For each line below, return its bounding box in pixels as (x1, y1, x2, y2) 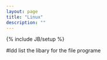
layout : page (6, 8, 38, 15)
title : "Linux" (6, 14, 44, 20)
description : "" (6, 19, 46, 25)
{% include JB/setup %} (6, 36, 65, 43)
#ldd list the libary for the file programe (6, 47, 101, 54)
